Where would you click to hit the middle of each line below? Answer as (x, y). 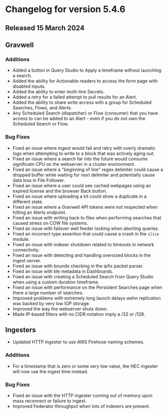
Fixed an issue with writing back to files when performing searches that (87, 217)
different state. (28, 201)
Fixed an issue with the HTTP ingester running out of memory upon (82, 395)
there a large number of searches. (48, 292)
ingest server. (27, 260)
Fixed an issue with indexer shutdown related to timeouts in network (83, 244)
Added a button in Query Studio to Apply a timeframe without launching (87, 70)
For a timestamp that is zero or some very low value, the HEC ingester (85, 366)
